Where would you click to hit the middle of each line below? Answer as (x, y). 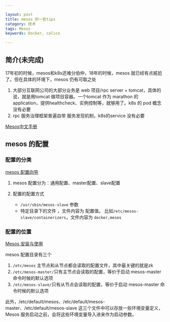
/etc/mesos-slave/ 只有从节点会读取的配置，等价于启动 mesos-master (86, 284)
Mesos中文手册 (21, 126)
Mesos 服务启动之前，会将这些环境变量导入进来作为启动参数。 (71, 314)
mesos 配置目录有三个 (29, 254)
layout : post (19, 14)
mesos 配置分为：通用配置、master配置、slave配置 (66, 183)
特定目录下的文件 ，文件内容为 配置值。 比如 (67, 211)
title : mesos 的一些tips (31, 19)
